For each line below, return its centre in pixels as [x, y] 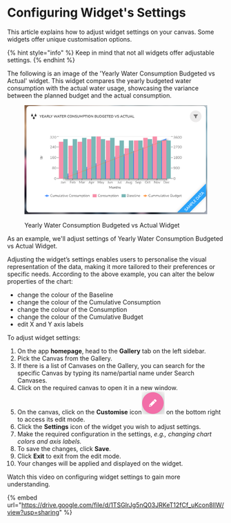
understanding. [29, 484]
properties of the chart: [40, 281]
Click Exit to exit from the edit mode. [69, 456]
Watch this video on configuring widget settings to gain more [94, 477]
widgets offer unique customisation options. [70, 39]
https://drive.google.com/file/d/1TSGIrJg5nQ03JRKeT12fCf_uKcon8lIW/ [122, 505]
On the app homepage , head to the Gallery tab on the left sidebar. [111, 351]
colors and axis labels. [49, 441]
